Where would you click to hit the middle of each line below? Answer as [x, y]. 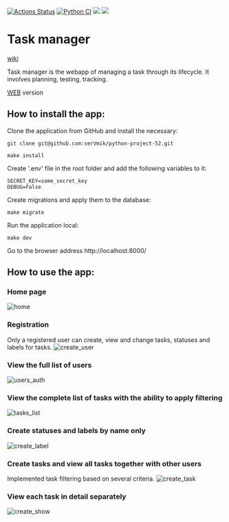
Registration [28, 325]
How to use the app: [51, 272]
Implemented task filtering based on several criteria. [81, 479]
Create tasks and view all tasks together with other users [104, 463]
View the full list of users [50, 365]
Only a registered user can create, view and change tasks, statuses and [109, 340]
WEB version [25, 92]
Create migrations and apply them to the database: [79, 199]
